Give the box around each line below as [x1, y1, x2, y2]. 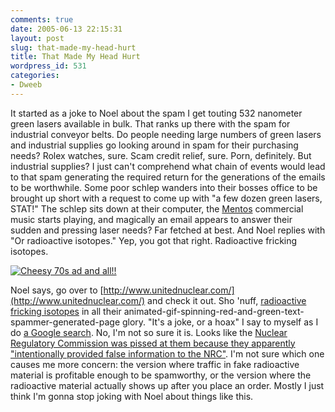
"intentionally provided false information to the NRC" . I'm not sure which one [10, 347, 325, 360]
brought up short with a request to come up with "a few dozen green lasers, [10, 192, 323, 204]
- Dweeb [10, 80, 43, 90]
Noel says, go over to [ [10, 284, 104, 296]
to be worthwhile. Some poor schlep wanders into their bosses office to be [10, 181, 318, 193]
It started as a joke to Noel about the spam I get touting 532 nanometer [10, 107, 303, 119]
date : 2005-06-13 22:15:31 [10, 24, 123, 34]
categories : [10, 71, 60, 81]
